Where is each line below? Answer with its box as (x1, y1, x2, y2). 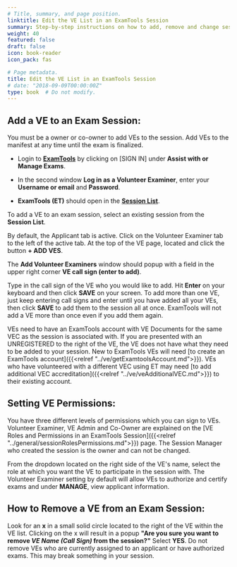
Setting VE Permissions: (7, 397, 116, 409)
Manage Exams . (17, 162, 66, 170)
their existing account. (7, 378, 73, 386)
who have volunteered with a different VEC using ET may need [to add (7, 362, 212, 370)
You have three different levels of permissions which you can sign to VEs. (7, 416, 221, 425)
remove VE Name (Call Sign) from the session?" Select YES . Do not (7, 536, 208, 544)
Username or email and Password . (17, 183, 121, 192)
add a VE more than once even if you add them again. (7, 311, 164, 320)
